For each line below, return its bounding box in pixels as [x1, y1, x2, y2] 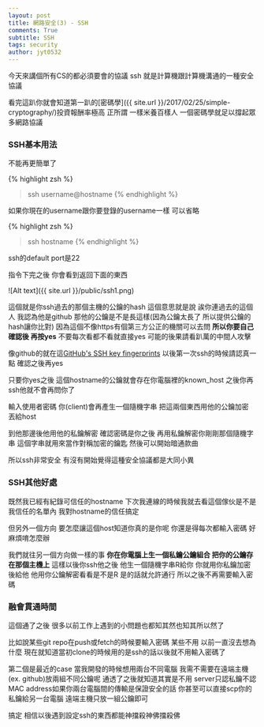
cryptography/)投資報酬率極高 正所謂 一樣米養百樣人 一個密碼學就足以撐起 [8, 107, 250, 117]
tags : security [8, 41, 58, 49]
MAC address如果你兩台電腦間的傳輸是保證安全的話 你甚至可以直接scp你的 [8, 684, 252, 693]
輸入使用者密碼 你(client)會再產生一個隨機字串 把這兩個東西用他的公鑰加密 [8, 402, 249, 412]
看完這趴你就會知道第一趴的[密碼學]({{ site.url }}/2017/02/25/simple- [8, 98, 231, 107]
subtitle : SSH [8, 33, 55, 42]
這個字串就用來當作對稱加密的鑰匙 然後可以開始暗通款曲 [17, 439, 199, 448]
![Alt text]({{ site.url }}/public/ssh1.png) [8, 286, 135, 296]
